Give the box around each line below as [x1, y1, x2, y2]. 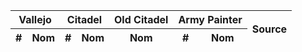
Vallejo [18, 13, 52, 26]
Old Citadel [114, 13, 169, 26]
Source [251, 22, 288, 36]
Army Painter [178, 13, 243, 26]
